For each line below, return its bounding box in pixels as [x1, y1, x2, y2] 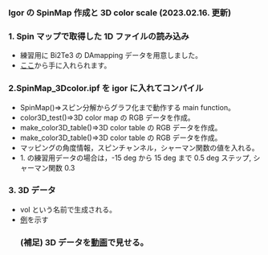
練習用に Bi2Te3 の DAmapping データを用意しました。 [19, 51, 203, 60]
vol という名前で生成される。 [19, 204, 117, 214]
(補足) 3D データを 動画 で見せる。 [19, 236, 148, 248]
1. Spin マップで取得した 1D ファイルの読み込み [8, 31, 190, 42]
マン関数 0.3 [34, 162, 75, 172]
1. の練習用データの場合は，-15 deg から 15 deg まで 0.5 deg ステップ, [19, 153, 252, 162]
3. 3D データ [8, 185, 56, 196]
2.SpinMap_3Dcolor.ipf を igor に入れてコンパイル [8, 83, 204, 94]
